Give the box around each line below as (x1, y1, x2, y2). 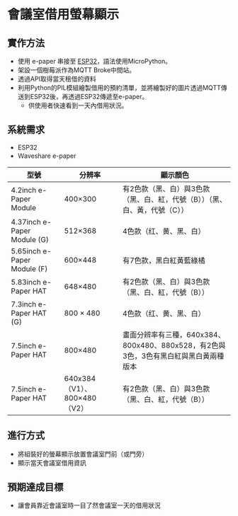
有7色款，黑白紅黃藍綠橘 (123, 256, 205, 265)
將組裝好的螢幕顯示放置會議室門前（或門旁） (17, 449, 149, 458)
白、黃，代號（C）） (123, 205, 188, 214)
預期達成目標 (7, 481, 64, 493)
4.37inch (11, 217, 41, 227)
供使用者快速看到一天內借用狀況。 (28, 101, 128, 110)
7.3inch (11, 299, 37, 309)
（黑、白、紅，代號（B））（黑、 (123, 194, 227, 204)
